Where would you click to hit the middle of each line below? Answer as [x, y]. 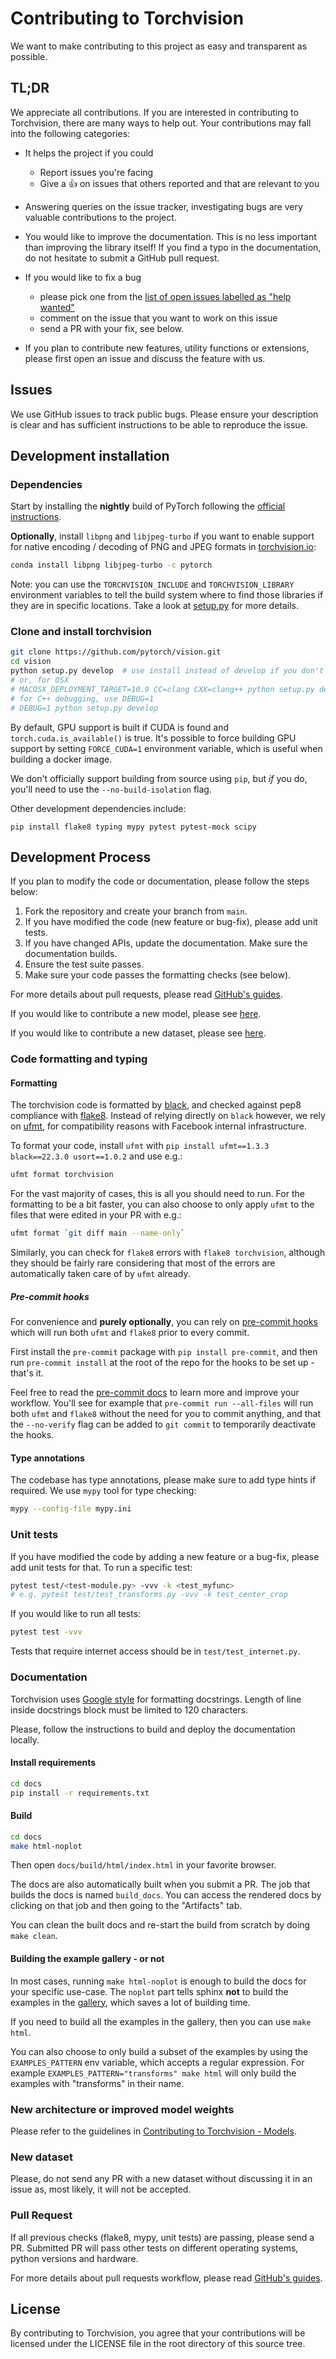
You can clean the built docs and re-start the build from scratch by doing [160, 1925]
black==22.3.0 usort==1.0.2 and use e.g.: [96, 1156]
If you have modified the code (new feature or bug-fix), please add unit [171, 922]
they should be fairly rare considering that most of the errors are [143, 1263]
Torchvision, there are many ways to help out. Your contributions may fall [161, 123]
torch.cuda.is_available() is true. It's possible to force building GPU [153, 738]
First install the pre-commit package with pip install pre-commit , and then [164, 1352]
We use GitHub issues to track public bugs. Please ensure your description [164, 414]
